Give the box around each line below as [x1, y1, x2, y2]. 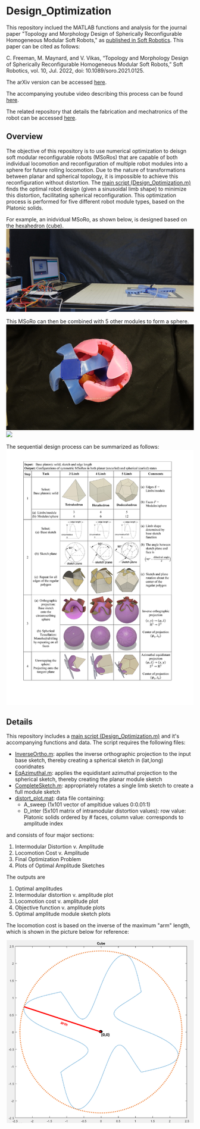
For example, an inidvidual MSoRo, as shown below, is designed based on [6, 215, 187, 223]
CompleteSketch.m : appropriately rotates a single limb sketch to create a [14, 782, 193, 789]
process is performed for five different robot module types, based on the [6, 198, 185, 205]
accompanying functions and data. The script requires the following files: [6, 739, 186, 746]
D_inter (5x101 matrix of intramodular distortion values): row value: [23, 808, 186, 815]
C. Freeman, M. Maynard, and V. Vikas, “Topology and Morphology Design [6, 54, 189, 61]
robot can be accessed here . [6, 114, 77, 121]
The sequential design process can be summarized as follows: [6, 443, 160, 450]
